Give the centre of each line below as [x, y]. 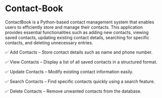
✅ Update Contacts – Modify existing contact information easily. [69, 72]
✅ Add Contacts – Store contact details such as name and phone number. [79, 52]
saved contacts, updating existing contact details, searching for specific [77, 38]
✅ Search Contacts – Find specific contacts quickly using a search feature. [80, 81]
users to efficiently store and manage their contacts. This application [74, 27]
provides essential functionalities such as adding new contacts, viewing [77, 32]
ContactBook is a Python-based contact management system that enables [80, 22]
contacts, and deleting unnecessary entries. [49, 42]
